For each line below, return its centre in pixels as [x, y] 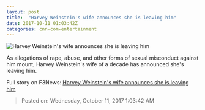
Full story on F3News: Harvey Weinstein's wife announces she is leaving [98, 83]
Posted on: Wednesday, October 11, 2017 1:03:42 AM [88, 101]
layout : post [23, 12]
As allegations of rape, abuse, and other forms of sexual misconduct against [102, 58]
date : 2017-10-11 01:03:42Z [42, 23]
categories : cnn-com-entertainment [52, 29]
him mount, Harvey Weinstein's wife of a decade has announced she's [95, 64]
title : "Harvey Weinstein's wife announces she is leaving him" [91, 18]
